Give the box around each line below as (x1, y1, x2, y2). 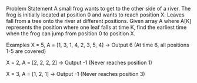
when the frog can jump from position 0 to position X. (6, 30, 136, 37)
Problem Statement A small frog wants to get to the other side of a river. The (6, 5, 191, 12)
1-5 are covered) (6, 48, 46, 55)
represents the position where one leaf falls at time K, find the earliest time (6, 24, 187, 31)
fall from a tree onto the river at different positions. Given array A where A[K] (6, 18, 192, 24)
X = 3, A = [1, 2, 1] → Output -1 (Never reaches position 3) (6, 71, 145, 77)
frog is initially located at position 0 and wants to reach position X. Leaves (6, 11, 185, 18)
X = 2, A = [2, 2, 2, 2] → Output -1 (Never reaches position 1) (6, 59, 153, 66)
